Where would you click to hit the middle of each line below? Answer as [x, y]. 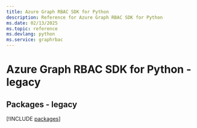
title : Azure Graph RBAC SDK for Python [58, 12]
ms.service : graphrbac [35, 40]
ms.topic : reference [32, 29]
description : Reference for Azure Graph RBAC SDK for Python [85, 17]
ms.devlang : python [31, 34]
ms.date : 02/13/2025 [32, 23]
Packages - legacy [42, 104]
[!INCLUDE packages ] [33, 119]
